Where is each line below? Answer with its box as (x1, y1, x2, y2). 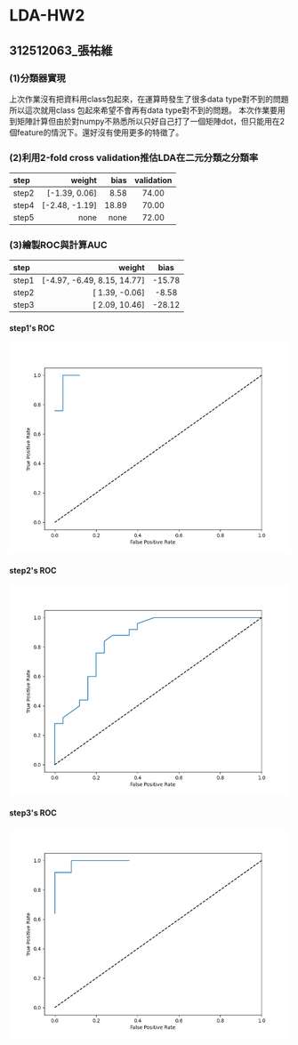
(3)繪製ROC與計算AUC (9, 238, 109, 251)
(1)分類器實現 (9, 72, 67, 84)
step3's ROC (9, 807, 58, 818)
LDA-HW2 (9, 5, 85, 26)
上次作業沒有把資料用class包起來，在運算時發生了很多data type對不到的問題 (9, 93, 289, 104)
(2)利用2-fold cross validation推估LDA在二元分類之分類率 (9, 151, 259, 164)
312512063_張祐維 (9, 43, 113, 58)
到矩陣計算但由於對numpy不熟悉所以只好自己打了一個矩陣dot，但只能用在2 (9, 116, 286, 126)
